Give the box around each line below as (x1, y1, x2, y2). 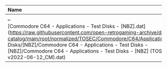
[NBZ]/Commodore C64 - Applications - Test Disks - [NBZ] (7, 48, 149, 54)
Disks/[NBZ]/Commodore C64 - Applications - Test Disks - (7, 42, 148, 48)
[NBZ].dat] (121, 23, 146, 29)
